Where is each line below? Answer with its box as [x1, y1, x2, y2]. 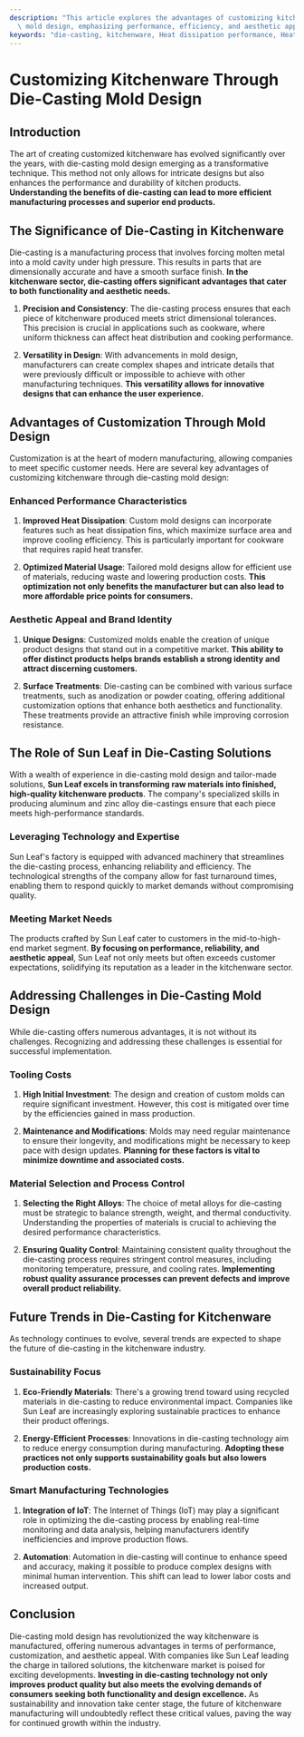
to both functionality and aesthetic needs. [9, 286, 171, 297]
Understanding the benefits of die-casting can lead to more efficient [9, 187, 272, 198]
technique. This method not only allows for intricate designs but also [9, 168, 265, 179]
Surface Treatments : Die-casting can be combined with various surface [22, 680, 293, 691]
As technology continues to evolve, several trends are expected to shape [9, 1333, 282, 1344]
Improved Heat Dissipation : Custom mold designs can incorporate [22, 515, 272, 526]
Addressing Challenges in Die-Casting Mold [9, 988, 262, 1003]
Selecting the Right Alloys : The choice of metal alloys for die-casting [22, 1198, 282, 1209]
